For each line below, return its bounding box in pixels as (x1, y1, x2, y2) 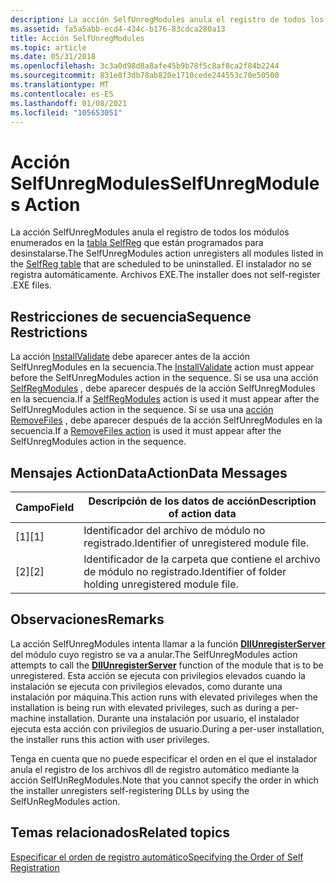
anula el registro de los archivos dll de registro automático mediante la (10, 763, 300, 775)
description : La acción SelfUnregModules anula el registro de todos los (10, 14, 325, 25)
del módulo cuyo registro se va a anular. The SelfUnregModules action (10, 648, 298, 660)
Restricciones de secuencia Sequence (10, 308, 252, 325)
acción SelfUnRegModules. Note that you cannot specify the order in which (10, 774, 319, 786)
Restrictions (10, 324, 88, 341)
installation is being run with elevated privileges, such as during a (10, 701, 280, 713)
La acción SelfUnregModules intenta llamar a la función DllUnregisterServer (10, 637, 326, 650)
